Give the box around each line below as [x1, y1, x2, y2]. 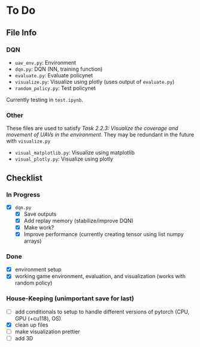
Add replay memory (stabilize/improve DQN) [23, 217, 134, 224]
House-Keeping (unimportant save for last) [6, 294, 135, 303]
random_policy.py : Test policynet [14, 85, 96, 92]
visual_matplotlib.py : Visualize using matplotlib [14, 149, 135, 156]
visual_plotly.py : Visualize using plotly [14, 155, 114, 162]
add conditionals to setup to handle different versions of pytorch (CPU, [14, 308, 190, 315]
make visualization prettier [14, 328, 80, 335]
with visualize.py [6, 137, 51, 144]
